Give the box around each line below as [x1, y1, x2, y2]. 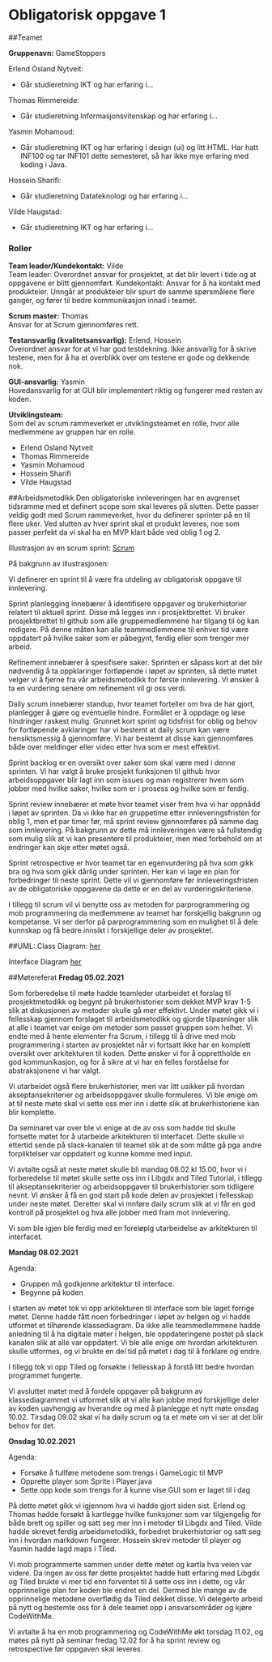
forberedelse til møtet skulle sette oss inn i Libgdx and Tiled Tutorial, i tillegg [8, 1173, 262, 1183]
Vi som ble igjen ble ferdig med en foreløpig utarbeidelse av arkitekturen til [8, 1224, 257, 1233]
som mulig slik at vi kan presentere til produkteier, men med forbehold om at [8, 834, 263, 844]
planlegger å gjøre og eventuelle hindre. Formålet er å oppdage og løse [8, 707, 245, 718]
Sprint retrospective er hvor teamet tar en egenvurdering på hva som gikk [8, 858, 254, 868]
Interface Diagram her [8, 957, 83, 967]
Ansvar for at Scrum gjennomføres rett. [8, 320, 139, 330]
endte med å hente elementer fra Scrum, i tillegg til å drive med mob [8, 1032, 236, 1041]
